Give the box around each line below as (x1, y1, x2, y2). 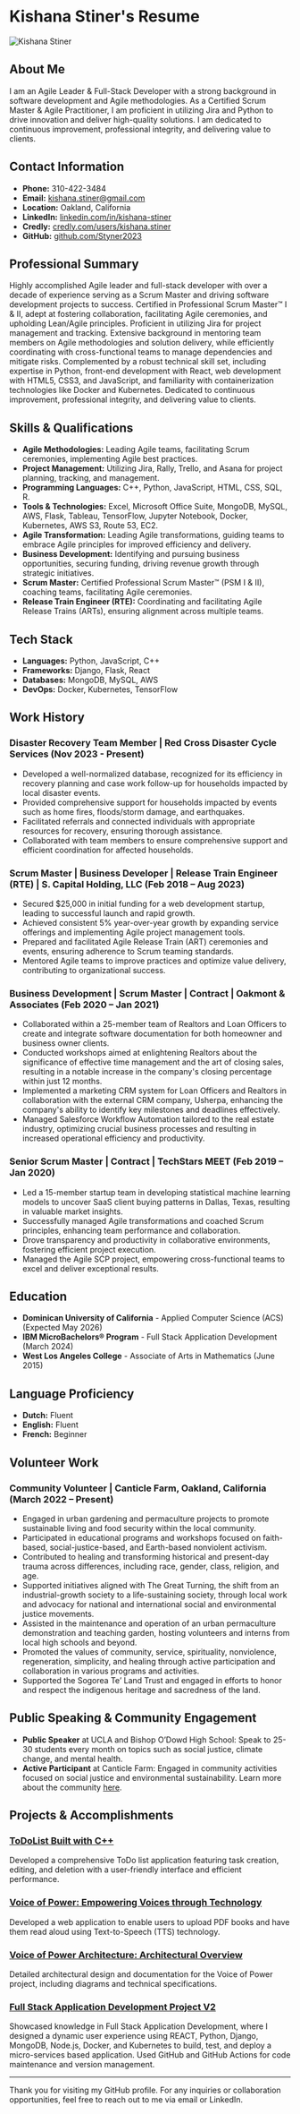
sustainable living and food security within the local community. (21, 1522, 257, 1533)
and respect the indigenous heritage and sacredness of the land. (21, 1684, 261, 1695)
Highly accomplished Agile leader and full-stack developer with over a (9, 280, 268, 291)
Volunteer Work (9, 1455, 99, 1470)
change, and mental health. (21, 1753, 123, 1764)
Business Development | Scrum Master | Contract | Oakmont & (9, 987, 286, 999)
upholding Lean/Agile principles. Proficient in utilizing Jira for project (9, 318, 262, 329)
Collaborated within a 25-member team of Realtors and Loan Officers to (21, 1019, 287, 1030)
